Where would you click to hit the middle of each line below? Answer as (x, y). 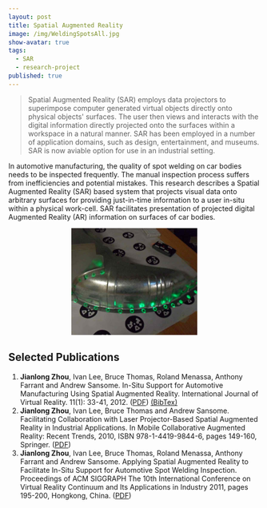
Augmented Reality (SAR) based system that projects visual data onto (123, 191)
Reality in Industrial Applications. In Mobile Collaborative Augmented (133, 427)
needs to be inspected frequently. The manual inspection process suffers (129, 174)
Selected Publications (64, 357)
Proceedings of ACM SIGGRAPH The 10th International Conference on (135, 478)
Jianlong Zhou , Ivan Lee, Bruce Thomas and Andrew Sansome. (124, 411)
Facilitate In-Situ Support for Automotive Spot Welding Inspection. (128, 470)
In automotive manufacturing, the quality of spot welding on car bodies (125, 166)
